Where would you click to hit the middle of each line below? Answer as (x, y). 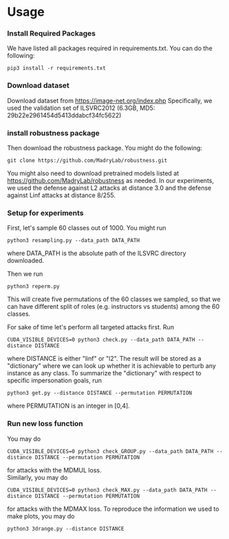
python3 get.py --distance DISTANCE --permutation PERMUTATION (100, 393)
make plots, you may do (41, 516)
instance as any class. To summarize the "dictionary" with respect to (104, 373)
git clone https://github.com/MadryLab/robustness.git (87, 161)
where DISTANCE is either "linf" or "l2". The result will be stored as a (104, 359)
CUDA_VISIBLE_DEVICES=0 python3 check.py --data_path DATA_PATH (101, 340)
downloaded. (26, 261)
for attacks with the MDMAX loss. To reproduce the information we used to (113, 509)
